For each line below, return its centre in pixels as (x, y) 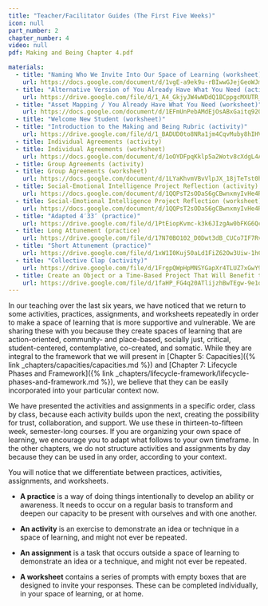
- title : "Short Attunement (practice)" (83, 246)
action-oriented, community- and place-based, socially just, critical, (120, 340)
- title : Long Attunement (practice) (78, 231)
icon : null (26, 23)
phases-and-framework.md (54, 382)
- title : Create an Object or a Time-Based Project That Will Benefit (135, 275)
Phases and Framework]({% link (61, 373)
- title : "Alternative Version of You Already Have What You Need (128, 90)
